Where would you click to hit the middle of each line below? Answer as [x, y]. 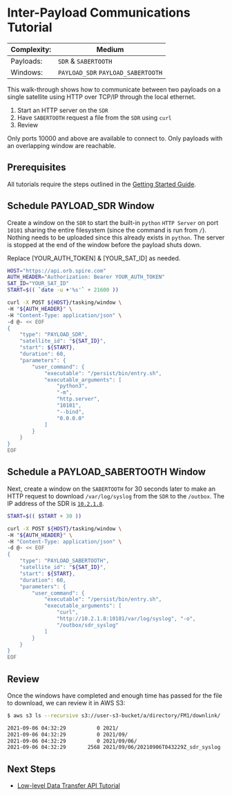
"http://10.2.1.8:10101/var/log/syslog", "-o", [126, 619]
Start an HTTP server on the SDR [62, 110]
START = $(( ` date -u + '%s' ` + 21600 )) [63, 290]
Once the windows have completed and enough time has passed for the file [115, 695]
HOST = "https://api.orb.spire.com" [57, 271]
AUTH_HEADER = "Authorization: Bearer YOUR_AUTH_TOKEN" [86, 277]
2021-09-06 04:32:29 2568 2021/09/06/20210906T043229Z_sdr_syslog [114, 748]
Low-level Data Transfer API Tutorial [69, 786]
